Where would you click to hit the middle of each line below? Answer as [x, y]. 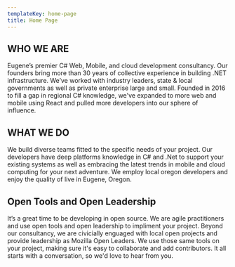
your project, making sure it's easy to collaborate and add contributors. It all [117, 248]
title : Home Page [33, 20]
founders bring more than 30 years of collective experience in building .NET [117, 73]
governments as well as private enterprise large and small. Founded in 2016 [116, 88]
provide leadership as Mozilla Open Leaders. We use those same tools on [113, 240]
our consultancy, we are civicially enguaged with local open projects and [112, 233]
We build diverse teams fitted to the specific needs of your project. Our [110, 150]
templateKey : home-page [42, 14]
